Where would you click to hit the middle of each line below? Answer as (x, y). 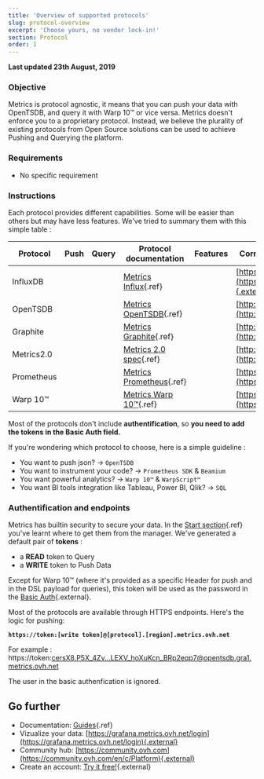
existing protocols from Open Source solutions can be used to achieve (122, 130)
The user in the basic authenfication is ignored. (84, 682)
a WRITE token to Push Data (65, 565)
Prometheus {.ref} (155, 382)
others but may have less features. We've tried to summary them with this (127, 221)
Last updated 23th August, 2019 (62, 67)
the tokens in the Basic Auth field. (64, 432)
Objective (27, 87)
